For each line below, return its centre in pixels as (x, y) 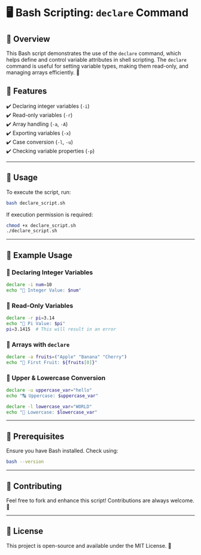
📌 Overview (28, 39)
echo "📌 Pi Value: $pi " (36, 323)
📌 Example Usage (39, 255)
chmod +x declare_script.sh (41, 225)
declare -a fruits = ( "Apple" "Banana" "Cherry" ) (67, 357)
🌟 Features (27, 91)
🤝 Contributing (34, 486)
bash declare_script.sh (36, 203)
